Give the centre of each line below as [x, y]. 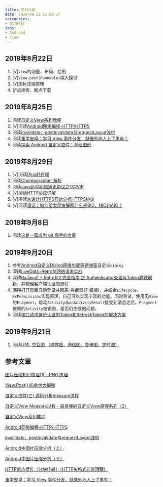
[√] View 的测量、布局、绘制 [39, 71]
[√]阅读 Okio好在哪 [31, 175]
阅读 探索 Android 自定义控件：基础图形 [52, 144]
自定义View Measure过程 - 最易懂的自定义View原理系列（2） [67, 406]
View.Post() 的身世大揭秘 [30, 385]
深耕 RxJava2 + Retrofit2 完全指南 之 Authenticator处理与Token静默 [80, 277]
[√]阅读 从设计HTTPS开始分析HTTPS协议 [53, 199]
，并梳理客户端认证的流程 [43, 284]
